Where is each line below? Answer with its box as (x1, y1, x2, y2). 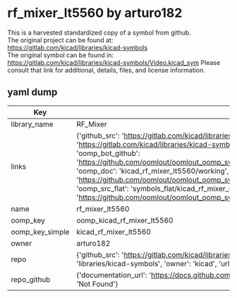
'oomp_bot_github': (76, 148, 140, 158)
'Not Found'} (76, 279, 119, 289)
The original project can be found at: (7, 35, 114, 44)
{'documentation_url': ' (76, 270, 152, 280)
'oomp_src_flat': (76, 184, 129, 193)
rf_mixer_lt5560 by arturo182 (7, 5, 183, 21)
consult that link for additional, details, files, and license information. (7, 66, 206, 74)
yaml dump (7, 86, 58, 98)
